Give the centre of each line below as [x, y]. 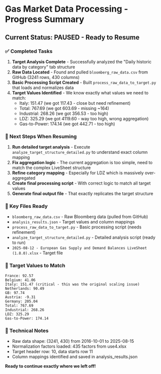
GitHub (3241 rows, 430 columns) [46, 77]
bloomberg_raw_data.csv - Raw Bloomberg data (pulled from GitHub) [80, 217]
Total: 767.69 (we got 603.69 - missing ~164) [64, 108]
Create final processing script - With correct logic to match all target [81, 183]
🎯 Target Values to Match [35, 265]
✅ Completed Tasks [29, 51]
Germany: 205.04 [21, 301]
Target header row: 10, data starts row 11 [52, 352]
